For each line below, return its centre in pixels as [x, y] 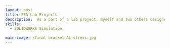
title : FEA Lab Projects [31, 15]
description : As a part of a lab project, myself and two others [77, 19]
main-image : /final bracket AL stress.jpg [51, 38]
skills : [13, 24]
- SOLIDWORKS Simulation [36, 29]
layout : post [19, 10]
